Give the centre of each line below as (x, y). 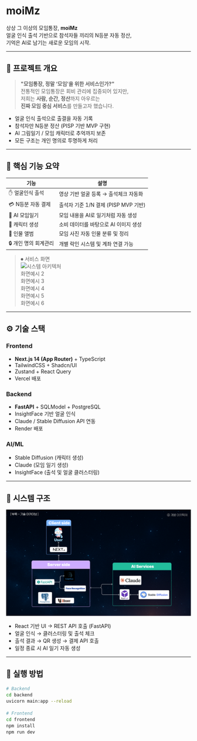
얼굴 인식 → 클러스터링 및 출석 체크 (55, 633)
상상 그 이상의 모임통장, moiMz (42, 28)
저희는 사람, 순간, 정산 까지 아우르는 (60, 98)
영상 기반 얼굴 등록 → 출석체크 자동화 (101, 194)
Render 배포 (29, 428)
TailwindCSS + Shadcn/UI (46, 365)
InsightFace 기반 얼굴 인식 (45, 414)
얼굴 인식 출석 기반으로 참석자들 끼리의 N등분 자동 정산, (69, 35)
